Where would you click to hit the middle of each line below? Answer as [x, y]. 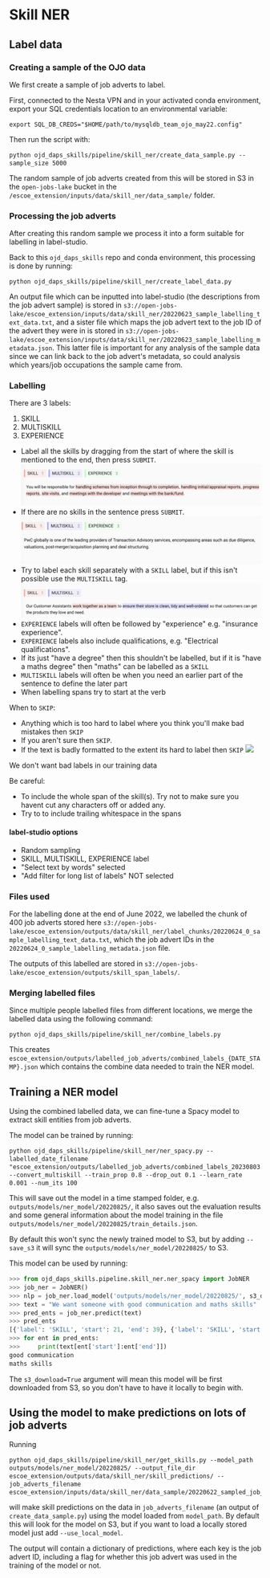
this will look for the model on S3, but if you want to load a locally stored [128, 1524]
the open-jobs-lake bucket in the [63, 186]
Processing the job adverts [63, 216]
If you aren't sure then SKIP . [66, 740]
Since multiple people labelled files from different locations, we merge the [131, 1010]
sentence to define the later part [74, 683]
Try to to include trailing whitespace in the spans [101, 813]
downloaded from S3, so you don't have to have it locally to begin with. [126, 1388]
